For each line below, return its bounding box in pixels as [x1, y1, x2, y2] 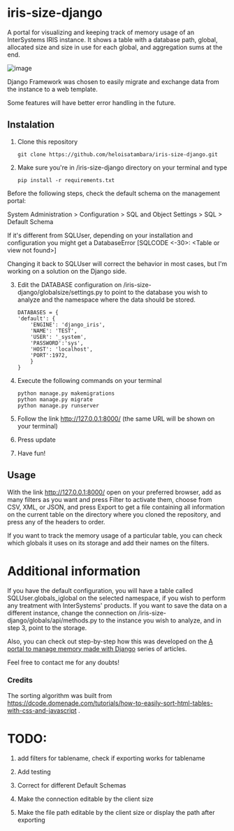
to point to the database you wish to [104, 288, 208, 296]
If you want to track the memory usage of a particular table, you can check [7, 531, 223, 540]
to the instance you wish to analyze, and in [98, 616, 221, 624]
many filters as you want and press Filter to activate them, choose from [7, 495, 212, 503]
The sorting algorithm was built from [7, 691, 112, 699]
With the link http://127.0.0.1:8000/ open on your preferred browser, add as [7, 488, 221, 496]
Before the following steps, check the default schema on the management [7, 189, 220, 197]
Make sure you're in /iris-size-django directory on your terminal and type [17, 163, 228, 172]
